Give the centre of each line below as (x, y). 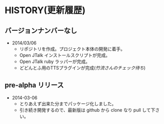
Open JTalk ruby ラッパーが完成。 (55, 61)
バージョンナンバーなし (41, 30)
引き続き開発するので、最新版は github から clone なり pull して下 (87, 110)
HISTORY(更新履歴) (45, 10)
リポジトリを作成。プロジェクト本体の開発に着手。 (72, 49)
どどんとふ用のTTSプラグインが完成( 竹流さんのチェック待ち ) (83, 68)
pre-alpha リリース (34, 85)
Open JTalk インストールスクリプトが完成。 (65, 55)
